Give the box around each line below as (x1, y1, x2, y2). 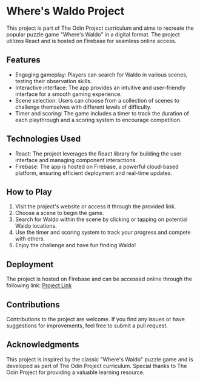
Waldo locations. (15, 222, 57, 230)
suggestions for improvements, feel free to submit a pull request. (6, 322, 168, 329)
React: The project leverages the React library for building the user (15, 150, 182, 157)
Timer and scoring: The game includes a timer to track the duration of (15, 109, 190, 117)
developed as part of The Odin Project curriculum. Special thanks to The (6, 362, 187, 369)
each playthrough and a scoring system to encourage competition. (15, 116, 182, 123)
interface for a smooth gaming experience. (15, 90, 122, 98)
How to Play (6, 186, 53, 197)
